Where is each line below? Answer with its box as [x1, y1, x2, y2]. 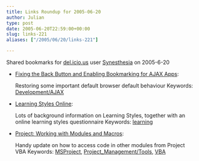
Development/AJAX [14, 89, 65, 95]
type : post [6, 20, 34, 26]
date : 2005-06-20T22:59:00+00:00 [6, 25, 90, 32]
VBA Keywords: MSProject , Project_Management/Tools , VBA [14, 148, 166, 155]
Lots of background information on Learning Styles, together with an [14, 112, 186, 119]
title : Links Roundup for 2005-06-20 [6, 8, 101, 15]
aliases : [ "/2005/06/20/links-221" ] [6, 37, 98, 43]
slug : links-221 [6, 31, 47, 37]
